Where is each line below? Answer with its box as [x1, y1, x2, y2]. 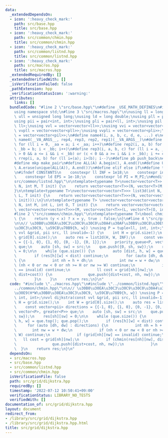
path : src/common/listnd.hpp [14, 49, 75, 54]
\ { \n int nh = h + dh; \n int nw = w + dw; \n [14, 258, 160, 263]
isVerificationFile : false [9, 374, 66, 379]
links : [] [14, 100, 35, 105]
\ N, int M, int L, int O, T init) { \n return [14, 202, 120, 207]
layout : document [5, 407, 41, 412]
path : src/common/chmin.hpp [14, 35, 72, 40]
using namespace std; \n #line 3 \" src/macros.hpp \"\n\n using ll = [14, 109, 153, 115]
